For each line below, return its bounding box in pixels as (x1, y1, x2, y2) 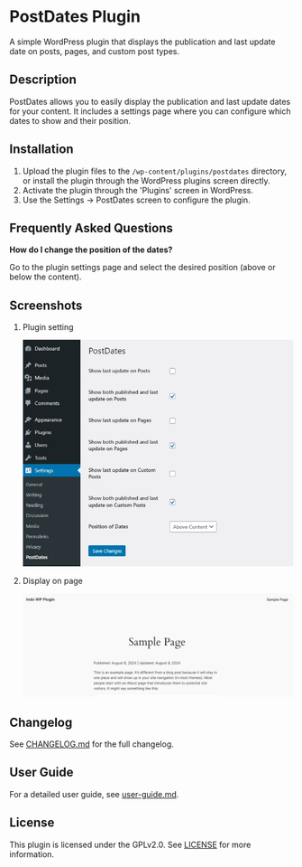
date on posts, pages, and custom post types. (9, 45, 180, 56)
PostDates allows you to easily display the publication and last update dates (9, 96, 291, 107)
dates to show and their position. (9, 115, 132, 126)
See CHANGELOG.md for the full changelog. (9, 739, 174, 749)
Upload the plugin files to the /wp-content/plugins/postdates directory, (22, 165, 287, 176)
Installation (9, 142, 74, 157)
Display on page (22, 576, 84, 587)
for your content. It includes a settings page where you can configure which (9, 106, 291, 117)
